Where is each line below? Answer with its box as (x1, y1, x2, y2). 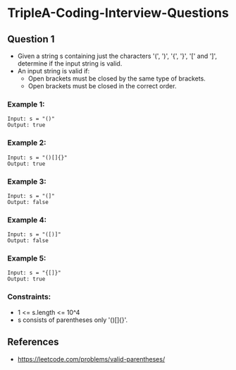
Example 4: (7, 215, 47, 225)
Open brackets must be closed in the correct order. (27, 82, 177, 90)
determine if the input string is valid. (17, 59, 123, 68)
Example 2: (7, 138, 46, 148)
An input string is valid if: (17, 67, 90, 75)
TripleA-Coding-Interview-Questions (7, 5, 229, 21)
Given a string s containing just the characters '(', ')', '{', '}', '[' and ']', (17, 52, 217, 60)
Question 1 (7, 33, 55, 45)
